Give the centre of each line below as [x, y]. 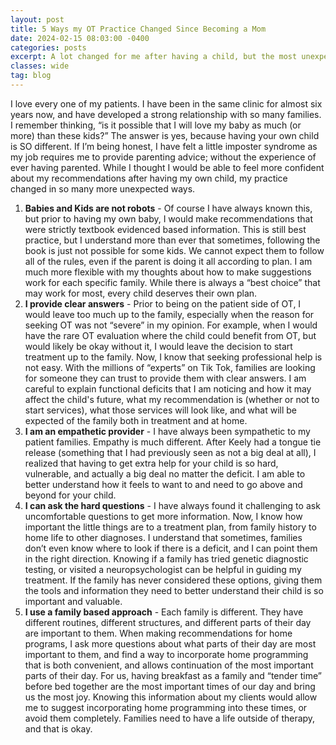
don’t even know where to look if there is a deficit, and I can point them [171, 548]
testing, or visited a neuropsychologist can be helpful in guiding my [163, 569]
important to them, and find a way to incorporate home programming [166, 654]
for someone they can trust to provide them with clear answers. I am [165, 378]
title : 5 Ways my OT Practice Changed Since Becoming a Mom [138, 29]
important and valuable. [73, 601]
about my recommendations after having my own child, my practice [149, 178]
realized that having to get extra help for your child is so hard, [151, 463]
